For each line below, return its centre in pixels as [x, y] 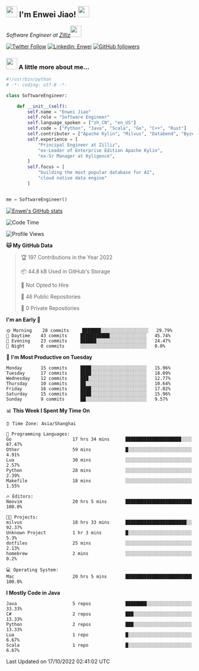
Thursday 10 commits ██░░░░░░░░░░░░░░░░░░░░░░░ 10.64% [88, 384]
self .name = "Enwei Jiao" [60, 112]
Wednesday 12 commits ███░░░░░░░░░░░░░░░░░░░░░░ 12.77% [88, 378]
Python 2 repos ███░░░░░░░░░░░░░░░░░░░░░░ [99, 624]
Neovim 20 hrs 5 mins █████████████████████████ [99, 501]
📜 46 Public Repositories [51, 296]
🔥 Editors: [20, 496]
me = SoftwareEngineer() [37, 200]
